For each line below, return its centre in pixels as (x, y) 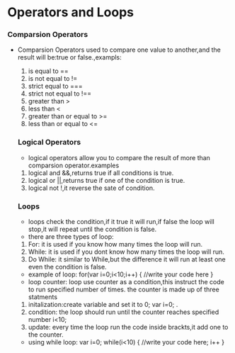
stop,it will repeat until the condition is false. (92, 229)
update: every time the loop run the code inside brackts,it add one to (128, 327)
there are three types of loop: (71, 237)
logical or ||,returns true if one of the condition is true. (107, 180)
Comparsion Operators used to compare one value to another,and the (119, 50)
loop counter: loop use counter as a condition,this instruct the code (126, 282)
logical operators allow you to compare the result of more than (119, 157)
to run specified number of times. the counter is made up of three (124, 290)
